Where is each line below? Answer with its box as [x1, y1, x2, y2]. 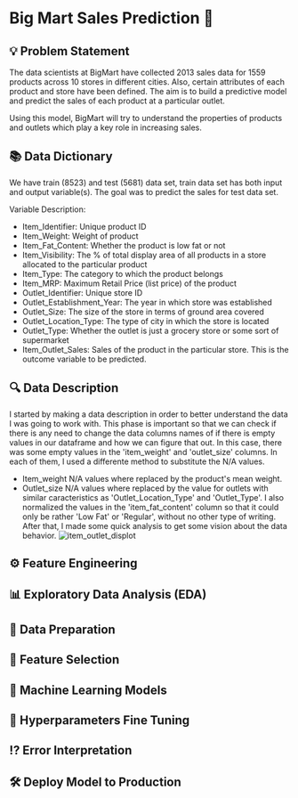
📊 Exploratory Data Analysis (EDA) [9, 587, 207, 602]
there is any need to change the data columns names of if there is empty [9, 427, 276, 438]
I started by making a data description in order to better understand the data [9, 409, 289, 419]
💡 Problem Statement [9, 44, 130, 59]
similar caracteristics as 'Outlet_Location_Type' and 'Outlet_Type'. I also [21, 492, 285, 502]
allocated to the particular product [21, 258, 148, 270]
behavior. [21, 530, 57, 541]
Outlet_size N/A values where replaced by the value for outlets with [21, 483, 269, 493]
